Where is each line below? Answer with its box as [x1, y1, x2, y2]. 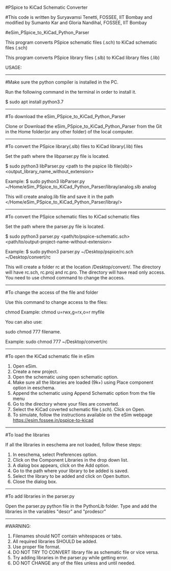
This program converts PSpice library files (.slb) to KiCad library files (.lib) [5, 54, 160, 61]
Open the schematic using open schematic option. [12, 374, 119, 380]
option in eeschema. [12, 385, 56, 391]
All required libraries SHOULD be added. [12, 538, 98, 544]
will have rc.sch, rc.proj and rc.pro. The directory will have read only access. [5, 269, 165, 275]
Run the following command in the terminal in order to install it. [5, 89, 136, 95]
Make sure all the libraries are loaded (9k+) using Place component [12, 379, 154, 385]
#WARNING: [5, 523, 31, 529]
